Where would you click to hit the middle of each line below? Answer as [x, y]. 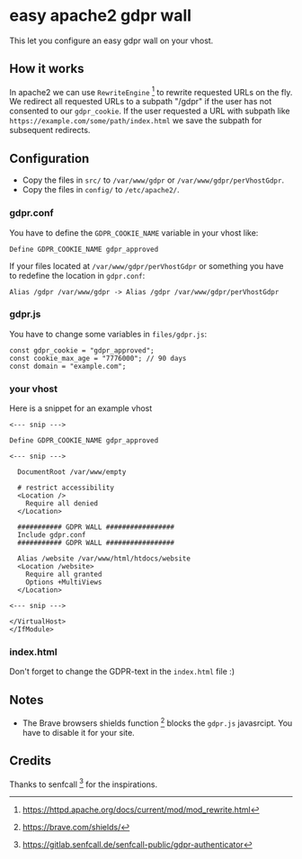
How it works [47, 69]
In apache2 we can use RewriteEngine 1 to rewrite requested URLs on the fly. [151, 91]
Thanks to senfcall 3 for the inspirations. [84, 783]
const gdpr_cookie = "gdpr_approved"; [82, 350]
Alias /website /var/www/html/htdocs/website [104, 559]
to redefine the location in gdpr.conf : [77, 275]
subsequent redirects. [50, 130]
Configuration [49, 158]
